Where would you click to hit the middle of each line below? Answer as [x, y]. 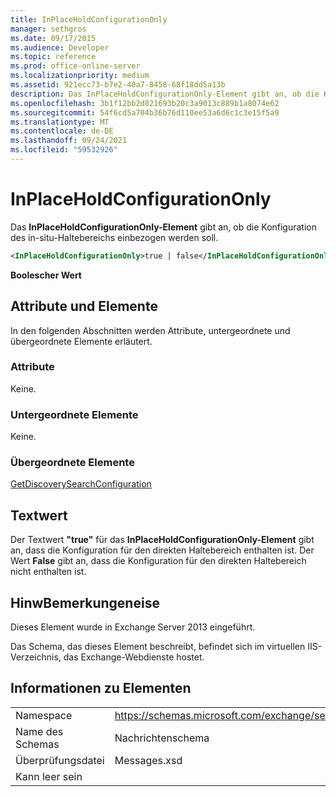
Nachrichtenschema [162, 738]
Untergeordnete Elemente [74, 414]
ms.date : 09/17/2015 [53, 38]
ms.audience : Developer [60, 47]
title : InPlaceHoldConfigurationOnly [89, 19]
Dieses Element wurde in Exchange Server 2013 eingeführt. [133, 627]
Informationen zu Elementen [101, 688]
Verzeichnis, [36, 657]
